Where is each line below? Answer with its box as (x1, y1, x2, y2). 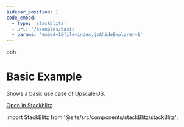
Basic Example (6, 70, 82, 84)
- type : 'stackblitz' (12, 20, 67, 26)
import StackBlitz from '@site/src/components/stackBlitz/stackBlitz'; (6, 114, 179, 121)
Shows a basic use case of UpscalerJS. (6, 90, 105, 98)
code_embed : (6, 15, 37, 21)
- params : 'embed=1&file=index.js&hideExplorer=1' (12, 32, 143, 38)
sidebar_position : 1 (6, 9, 59, 15)
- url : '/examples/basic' (12, 26, 78, 32)
